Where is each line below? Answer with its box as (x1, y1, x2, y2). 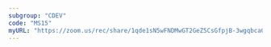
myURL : (8, 26, 31, 34)
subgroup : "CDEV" (8, 11, 67, 20)
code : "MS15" (8, 19, 52, 27)
